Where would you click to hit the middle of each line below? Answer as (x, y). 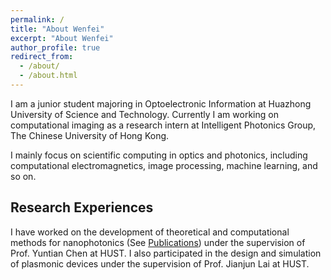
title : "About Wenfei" (57, 29)
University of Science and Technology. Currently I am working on (144, 114)
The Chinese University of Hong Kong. (90, 135)
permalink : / (37, 19)
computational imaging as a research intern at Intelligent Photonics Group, (163, 125)
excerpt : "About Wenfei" (62, 38)
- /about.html (48, 76)
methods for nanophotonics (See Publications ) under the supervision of (158, 242)
